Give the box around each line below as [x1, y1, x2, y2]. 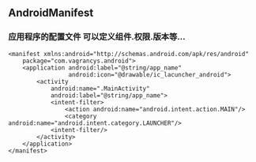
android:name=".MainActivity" [50, 85, 150, 92]
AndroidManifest [8, 6, 94, 20]
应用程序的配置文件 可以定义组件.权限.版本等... [8, 32, 186, 43]
